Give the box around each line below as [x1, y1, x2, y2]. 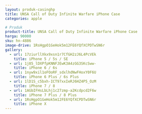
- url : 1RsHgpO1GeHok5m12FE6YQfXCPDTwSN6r [9, 97, 96, 102]
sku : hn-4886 [5, 38, 32, 44]
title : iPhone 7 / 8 [14, 83, 55, 88]
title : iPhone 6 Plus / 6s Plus [14, 75, 79, 80]
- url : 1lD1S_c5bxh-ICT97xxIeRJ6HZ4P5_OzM [9, 79, 96, 84]
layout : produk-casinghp [5, 7, 55, 12]
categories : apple [5, 16, 42, 21]
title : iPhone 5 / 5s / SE [14, 56, 68, 61]
